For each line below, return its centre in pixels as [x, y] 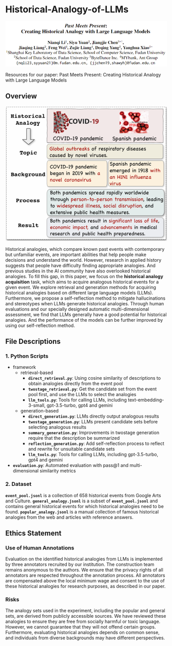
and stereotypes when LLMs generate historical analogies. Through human [85, 303]
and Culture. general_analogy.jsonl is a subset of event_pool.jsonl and [82, 501]
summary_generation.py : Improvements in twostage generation [94, 433]
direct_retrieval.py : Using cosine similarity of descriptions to [94, 378]
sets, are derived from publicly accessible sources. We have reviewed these [86, 616]
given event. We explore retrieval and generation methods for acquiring [81, 287]
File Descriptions [33, 341]
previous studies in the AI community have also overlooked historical [78, 271]
